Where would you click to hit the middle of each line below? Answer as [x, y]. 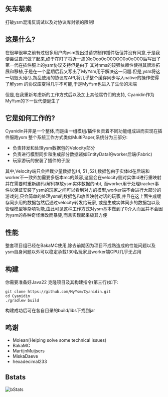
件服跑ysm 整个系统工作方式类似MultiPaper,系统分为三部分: [66, 138]
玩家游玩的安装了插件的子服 [41, 161]
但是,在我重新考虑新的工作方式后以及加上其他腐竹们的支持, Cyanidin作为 [80, 94]
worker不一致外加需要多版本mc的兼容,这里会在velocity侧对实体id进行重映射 [83, 178]
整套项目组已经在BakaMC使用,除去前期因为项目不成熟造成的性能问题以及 [80, 245]
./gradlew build [22, 301]
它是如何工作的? [30, 118]
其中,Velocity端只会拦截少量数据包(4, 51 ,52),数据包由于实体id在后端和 [77, 171]
